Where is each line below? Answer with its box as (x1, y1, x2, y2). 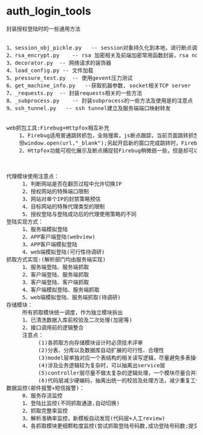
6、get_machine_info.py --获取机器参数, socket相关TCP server (6, 82, 192, 89)
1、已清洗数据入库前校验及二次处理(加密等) (22, 316, 133, 323)
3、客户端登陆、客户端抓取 (22, 278, 89, 286)
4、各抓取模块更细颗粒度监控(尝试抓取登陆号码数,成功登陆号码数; (22, 422, 188, 429)
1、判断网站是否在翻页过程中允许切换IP (22, 180, 122, 187)
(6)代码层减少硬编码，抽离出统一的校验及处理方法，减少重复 (38, 377, 191, 384)
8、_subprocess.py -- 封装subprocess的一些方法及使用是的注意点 (6, 97, 193, 104)
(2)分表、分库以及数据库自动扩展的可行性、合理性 (38, 347, 164, 353)
